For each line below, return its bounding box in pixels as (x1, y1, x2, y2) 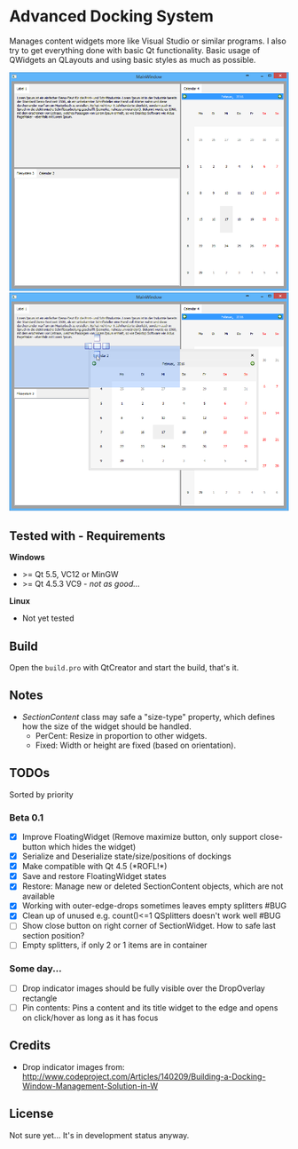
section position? (21, 931, 85, 941)
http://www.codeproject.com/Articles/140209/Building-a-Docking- (21, 1071, 266, 1082)
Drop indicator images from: (21, 1061, 126, 1072)
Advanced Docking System (9, 6, 215, 27)
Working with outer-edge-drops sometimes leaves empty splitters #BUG (21, 900, 286, 911)
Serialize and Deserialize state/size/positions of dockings (21, 851, 232, 862)
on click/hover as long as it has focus (21, 1012, 159, 1023)
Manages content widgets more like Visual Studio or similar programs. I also (9, 36, 286, 46)
